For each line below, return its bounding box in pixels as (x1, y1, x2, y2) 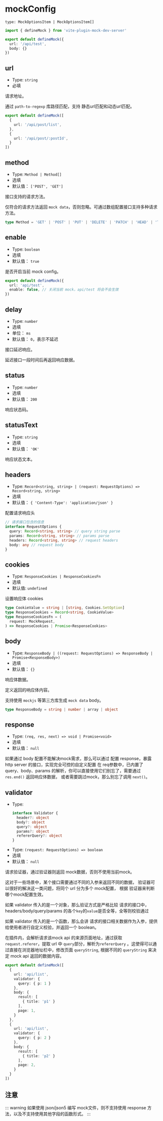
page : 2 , (17, 1062, 36, 1067)
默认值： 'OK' (12, 446, 40, 452)
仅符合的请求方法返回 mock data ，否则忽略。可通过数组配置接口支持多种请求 (5, 204, 158, 210)
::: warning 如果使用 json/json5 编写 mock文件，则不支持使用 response (5, 1104, 147, 1110)
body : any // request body (9, 542, 64, 547)
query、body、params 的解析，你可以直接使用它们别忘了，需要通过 (5, 768, 141, 774)
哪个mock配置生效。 (5, 891, 46, 898)
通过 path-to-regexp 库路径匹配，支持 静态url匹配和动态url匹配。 (5, 103, 135, 109)
